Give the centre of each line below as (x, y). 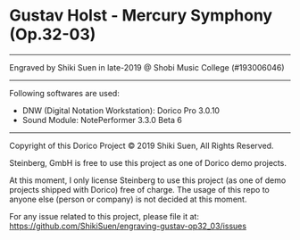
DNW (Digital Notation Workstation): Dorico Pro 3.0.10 (121, 110)
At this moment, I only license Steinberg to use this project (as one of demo (148, 180)
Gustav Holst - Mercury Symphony (141, 16)
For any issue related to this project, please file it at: (104, 216)
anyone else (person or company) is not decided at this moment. (128, 199)
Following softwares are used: (65, 93)
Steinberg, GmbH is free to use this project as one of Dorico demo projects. (148, 162)
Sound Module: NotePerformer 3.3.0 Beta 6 (102, 120)
